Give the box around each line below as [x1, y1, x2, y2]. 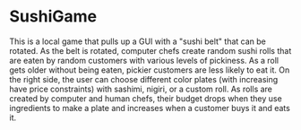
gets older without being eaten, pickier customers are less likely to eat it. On [9, 65, 290, 75]
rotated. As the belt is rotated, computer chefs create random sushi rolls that [9, 45, 292, 56]
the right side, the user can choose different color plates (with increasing [9, 74, 279, 84]
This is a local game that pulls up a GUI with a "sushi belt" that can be [9, 36, 266, 47]
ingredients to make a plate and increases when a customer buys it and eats [9, 102, 291, 113]
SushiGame [9, 6, 97, 27]
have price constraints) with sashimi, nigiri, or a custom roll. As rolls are [9, 83, 273, 94]
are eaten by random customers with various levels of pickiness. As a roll [9, 55, 279, 65]
